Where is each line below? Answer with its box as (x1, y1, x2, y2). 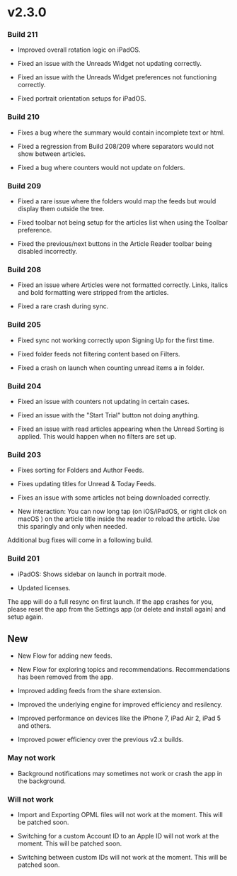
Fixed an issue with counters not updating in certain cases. (17, 397, 190, 405)
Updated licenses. (17, 583, 71, 592)
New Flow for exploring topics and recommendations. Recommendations (17, 666, 231, 674)
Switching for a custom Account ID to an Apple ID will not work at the (17, 831, 219, 840)
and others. (17, 721, 52, 730)
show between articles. (17, 150, 86, 158)
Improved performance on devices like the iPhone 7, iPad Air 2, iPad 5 (17, 714, 221, 723)
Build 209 (7, 181, 42, 191)
